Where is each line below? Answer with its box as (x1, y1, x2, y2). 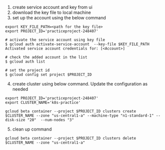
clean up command (12, 126, 52, 132)
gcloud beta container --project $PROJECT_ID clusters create (5, 109, 136, 114)
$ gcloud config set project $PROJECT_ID (5, 72, 92, 77)
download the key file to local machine (12, 9, 91, 15)
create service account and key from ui (12, 4, 93, 10)
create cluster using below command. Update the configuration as (12, 81, 148, 86)
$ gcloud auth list (5, 59, 46, 64)
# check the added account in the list (5, 55, 88, 60)
